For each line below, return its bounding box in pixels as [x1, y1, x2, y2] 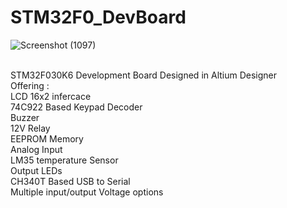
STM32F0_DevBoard [10, 6, 187, 29]
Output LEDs [10, 164, 63, 176]
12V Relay [10, 122, 51, 134]
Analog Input [10, 143, 63, 155]
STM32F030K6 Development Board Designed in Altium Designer [10, 69, 278, 81]
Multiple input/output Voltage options [10, 186, 164, 198]
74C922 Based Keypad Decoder [10, 101, 143, 113]
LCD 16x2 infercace [10, 90, 92, 102]
